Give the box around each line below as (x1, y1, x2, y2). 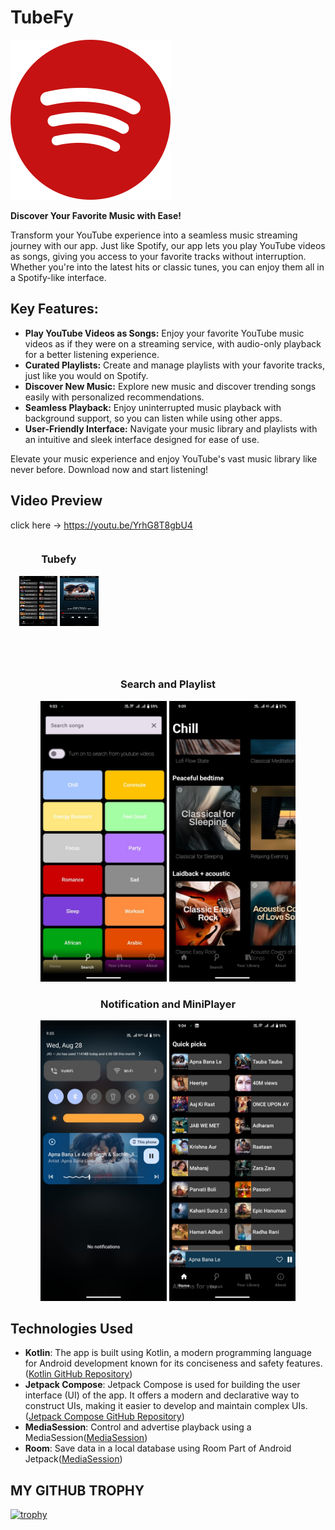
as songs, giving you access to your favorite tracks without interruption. (10, 250, 307, 262)
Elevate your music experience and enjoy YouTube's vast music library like (10, 452, 318, 465)
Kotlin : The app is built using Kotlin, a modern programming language (24, 1347, 312, 1359)
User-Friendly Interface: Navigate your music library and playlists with (24, 422, 318, 435)
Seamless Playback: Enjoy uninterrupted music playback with (24, 401, 282, 413)
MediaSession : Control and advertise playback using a (24, 1421, 252, 1433)
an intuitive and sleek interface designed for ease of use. (24, 433, 260, 445)
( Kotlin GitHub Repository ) (24, 1368, 133, 1380)
